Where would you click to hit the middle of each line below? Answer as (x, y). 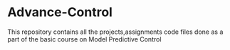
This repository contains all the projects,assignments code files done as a (115, 32)
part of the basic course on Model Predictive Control (84, 39)
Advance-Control (60, 12)
